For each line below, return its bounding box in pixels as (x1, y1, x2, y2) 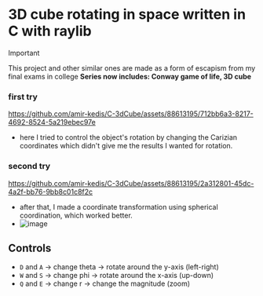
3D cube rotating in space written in (8, 5, 246, 24)
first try (8, 91, 38, 102)
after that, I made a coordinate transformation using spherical (19, 202, 218, 211)
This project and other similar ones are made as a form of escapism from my (8, 63, 256, 72)
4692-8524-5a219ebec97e (8, 118, 96, 127)
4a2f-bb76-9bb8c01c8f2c (8, 187, 93, 196)
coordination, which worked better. (19, 210, 133, 220)
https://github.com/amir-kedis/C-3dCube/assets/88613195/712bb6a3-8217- (8, 109, 254, 119)
